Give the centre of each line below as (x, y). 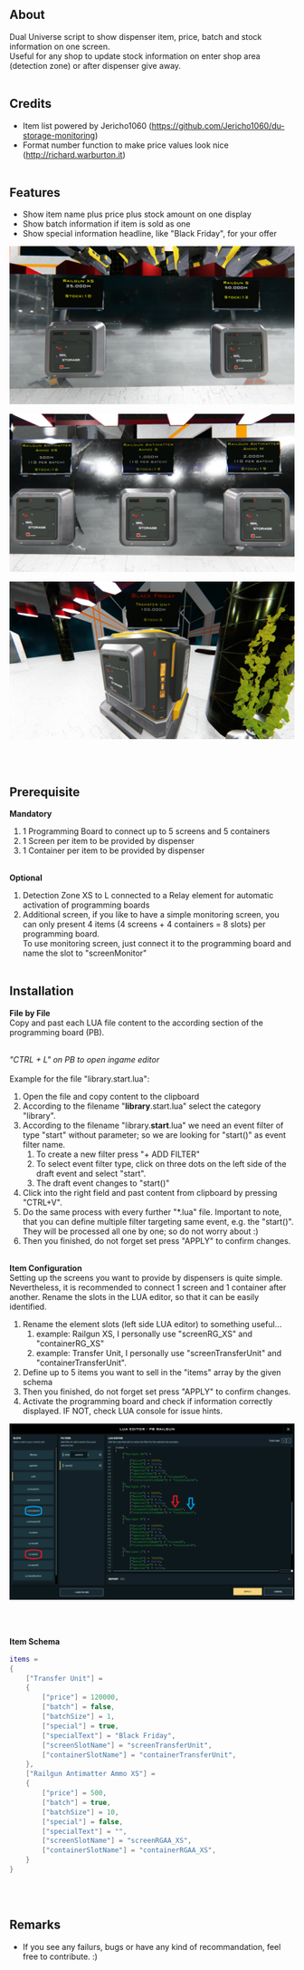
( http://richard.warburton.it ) (74, 154)
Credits (31, 104)
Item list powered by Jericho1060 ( (87, 125)
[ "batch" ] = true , (76, 1802)
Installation (42, 991)
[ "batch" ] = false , (79, 1707)
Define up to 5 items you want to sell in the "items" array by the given (152, 1372)
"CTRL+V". (42, 1202)
